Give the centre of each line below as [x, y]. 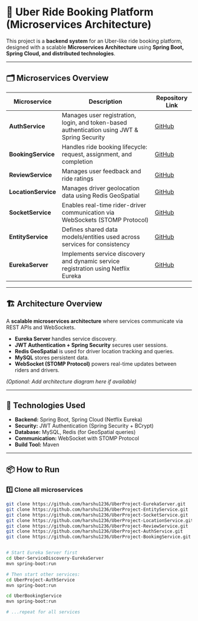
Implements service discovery [103, 254]
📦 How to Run [33, 469]
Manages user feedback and [101, 171]
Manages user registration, [99, 115]
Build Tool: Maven [37, 445]
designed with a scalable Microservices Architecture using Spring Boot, [95, 47]
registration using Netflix [96, 268]
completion [77, 162]
